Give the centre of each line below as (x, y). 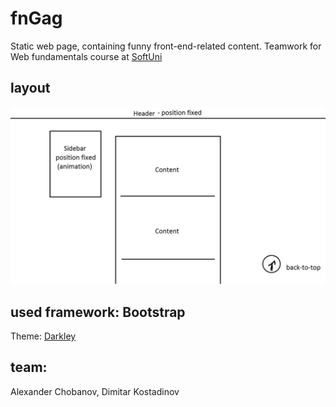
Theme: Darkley (43, 336)
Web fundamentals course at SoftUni (86, 56)
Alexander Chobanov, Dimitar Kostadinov (95, 391)
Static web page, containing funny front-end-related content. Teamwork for (166, 46)
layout (30, 88)
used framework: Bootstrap (98, 312)
